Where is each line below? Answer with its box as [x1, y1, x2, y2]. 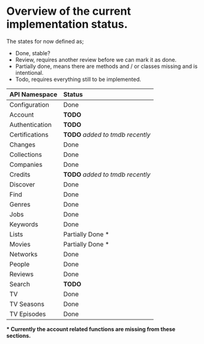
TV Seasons [9, 299, 45, 308]
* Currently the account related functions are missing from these [6, 325, 176, 332]
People [9, 259, 30, 268]
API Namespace [9, 90, 58, 99]
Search [9, 280, 31, 288]
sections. [6, 332, 31, 339]
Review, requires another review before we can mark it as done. [15, 56, 177, 63]
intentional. [15, 69, 44, 76]
